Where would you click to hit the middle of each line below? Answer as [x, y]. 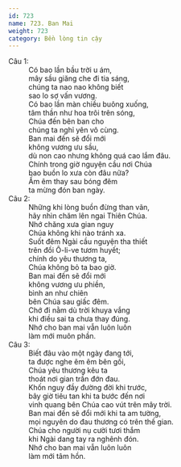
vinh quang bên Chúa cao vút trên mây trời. [100, 405]
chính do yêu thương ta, [68, 259]
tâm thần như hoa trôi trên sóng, [82, 113]
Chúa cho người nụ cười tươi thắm [84, 431]
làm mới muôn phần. [62, 336]
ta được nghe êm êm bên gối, [77, 362]
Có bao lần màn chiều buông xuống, [88, 104]
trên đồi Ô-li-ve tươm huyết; [74, 250]
